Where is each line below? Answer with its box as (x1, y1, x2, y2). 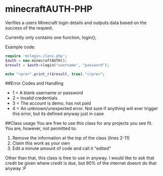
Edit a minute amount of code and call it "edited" (12, 146, 111, 151)
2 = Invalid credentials (12, 95, 58, 101)
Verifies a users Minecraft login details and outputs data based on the (5, 20, 147, 26)
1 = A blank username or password (12, 90, 83, 96)
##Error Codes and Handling (5, 80, 64, 87)
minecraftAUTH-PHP (5, 3, 93, 15)
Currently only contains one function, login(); (5, 34, 96, 40)
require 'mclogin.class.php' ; (5, 53, 68, 59)
